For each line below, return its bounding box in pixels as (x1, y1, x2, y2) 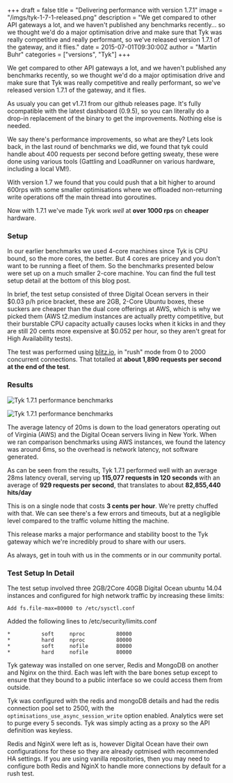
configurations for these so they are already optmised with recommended (7, 747, 219, 755)
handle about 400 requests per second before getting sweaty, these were (7, 150, 219, 158)
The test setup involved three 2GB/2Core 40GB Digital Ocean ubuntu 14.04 (7, 584, 223, 592)
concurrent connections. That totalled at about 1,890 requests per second (7, 355, 222, 364)
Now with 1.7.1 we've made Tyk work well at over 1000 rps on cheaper (7, 207, 209, 214)
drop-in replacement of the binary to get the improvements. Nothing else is (7, 114, 223, 122)
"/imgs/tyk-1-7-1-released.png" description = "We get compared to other (7, 13, 217, 22)
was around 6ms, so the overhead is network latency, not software (7, 445, 198, 453)
